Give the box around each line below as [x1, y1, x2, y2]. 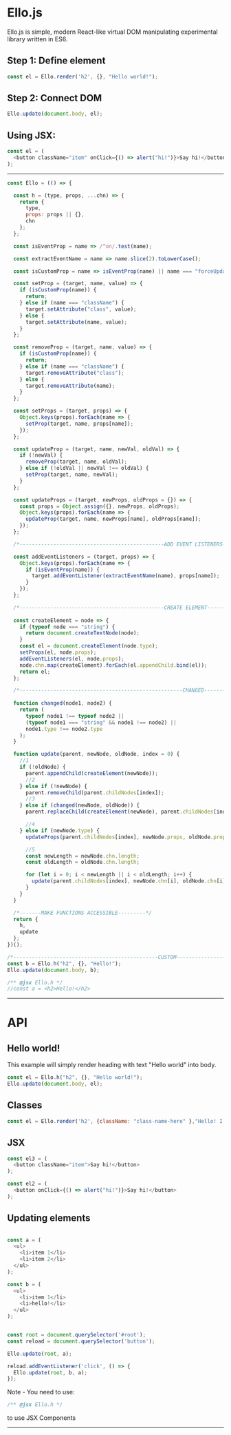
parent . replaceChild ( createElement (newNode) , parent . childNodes [25, 808, 214, 816]
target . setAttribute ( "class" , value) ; [25, 305, 137, 313]
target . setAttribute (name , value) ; [25, 318, 128, 325]
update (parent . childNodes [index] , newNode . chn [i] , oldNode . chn [32, 878, 217, 885]
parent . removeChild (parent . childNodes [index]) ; [25, 789, 165, 796]
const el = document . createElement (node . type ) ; [19, 643, 158, 650]
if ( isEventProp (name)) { [25, 566, 100, 573]
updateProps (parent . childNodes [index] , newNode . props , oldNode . [25, 834, 214, 840]
